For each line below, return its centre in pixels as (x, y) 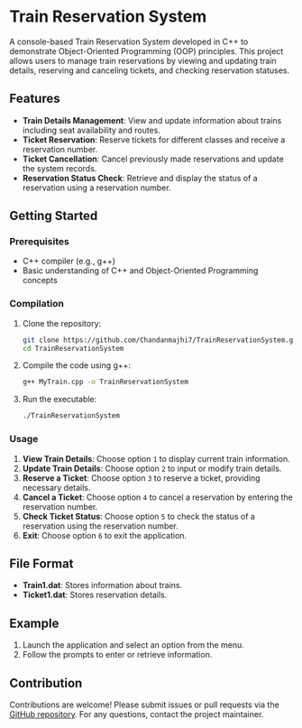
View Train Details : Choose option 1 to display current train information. (156, 458)
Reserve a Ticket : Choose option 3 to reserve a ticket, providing (141, 478)
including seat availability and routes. (91, 130)
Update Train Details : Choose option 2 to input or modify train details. (152, 468)
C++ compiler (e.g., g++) (69, 261)
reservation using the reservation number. (100, 526)
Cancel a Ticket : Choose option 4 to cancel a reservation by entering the (157, 497)
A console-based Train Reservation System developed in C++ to (129, 41)
